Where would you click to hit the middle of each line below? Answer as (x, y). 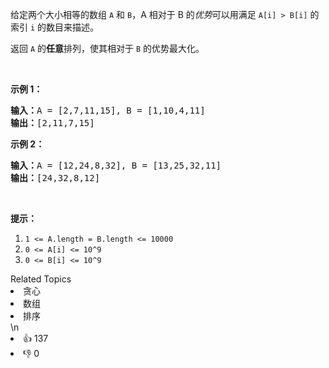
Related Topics (41, 279)
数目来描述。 (73, 27)
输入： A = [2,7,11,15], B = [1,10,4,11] (108, 110)
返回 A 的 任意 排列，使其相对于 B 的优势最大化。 (107, 48)
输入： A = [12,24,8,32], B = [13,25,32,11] (116, 165)
